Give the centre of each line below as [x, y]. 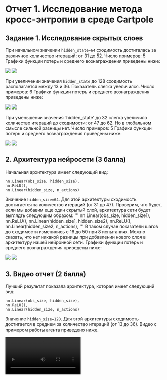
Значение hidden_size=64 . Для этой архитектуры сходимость [71, 199]
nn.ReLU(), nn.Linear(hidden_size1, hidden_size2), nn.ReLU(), [68, 221]
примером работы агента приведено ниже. [52, 330]
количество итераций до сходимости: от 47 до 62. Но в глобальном [78, 123]
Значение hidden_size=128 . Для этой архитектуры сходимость [72, 319]
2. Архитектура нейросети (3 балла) [66, 160]
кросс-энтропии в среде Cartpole [80, 19]
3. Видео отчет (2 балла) [46, 274]
